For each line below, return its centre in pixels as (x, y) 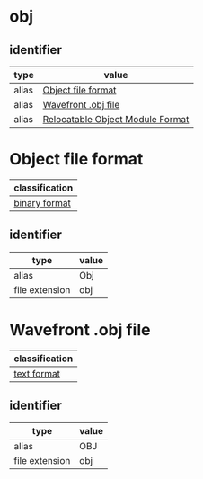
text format (37, 373)
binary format (43, 202)
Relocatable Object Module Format (116, 119)
